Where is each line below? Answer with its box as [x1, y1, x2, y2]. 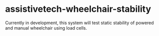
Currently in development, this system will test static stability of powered [5, 20, 154, 26]
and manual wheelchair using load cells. [5, 25, 87, 31]
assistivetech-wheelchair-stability [5, 3, 152, 15]
